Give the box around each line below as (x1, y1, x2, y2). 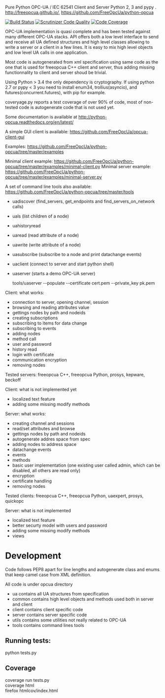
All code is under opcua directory (5, 581, 73, 587)
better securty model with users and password (12, 522, 107, 528)
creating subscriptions (12, 315, 58, 321)
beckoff (5, 377, 21, 383)
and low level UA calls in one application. (5, 49, 88, 55)
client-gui (5, 134, 25, 140)
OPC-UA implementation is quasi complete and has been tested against (5, 29, 151, 34)
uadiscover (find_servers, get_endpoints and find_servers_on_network (12, 198, 155, 204)
